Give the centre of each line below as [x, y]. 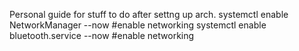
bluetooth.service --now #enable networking [102, 35]
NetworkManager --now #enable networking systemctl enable [138, 25]
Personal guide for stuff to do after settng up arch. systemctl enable [149, 14]
